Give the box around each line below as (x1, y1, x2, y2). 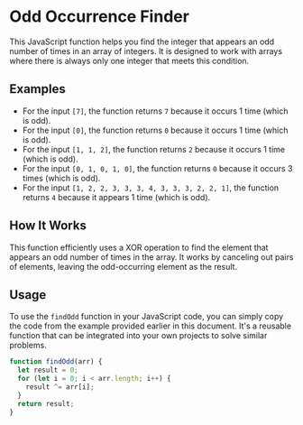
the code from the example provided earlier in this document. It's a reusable (9, 320, 291, 331)
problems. (9, 340, 47, 351)
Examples (9, 81, 66, 97)
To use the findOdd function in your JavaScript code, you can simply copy (9, 311, 284, 322)
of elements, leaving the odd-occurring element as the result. (9, 261, 237, 272)
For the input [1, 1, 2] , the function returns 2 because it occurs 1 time (22, 143, 286, 154)
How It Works (9, 218, 87, 234)
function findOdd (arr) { (9, 357, 103, 366)
